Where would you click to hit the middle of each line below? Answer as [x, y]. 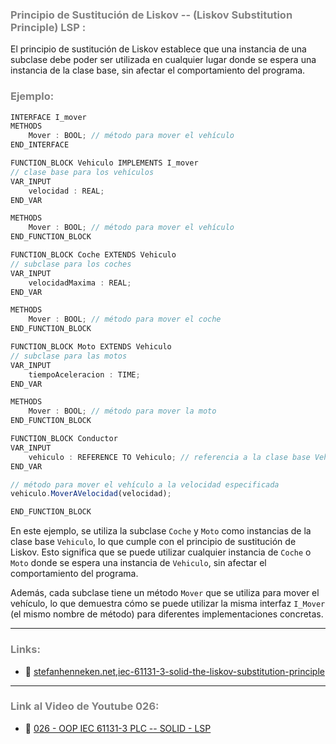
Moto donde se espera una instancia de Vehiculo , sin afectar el [138, 563]
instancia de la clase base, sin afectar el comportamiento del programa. [158, 70]
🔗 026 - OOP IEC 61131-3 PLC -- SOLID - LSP [118, 728]
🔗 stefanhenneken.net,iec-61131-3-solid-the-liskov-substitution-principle [174, 671]
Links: [25, 650]
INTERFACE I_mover [48, 117]
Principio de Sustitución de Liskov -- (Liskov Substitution [151, 15]
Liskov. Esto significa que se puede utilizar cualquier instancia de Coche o [161, 552]
